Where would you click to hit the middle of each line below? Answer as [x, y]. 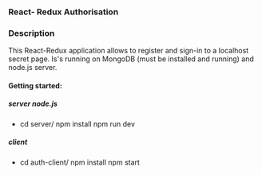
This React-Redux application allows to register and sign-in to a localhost [129, 51]
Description [32, 33]
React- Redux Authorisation [64, 12]
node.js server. [33, 68]
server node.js [33, 104]
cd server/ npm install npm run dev [77, 124]
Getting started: [35, 85]
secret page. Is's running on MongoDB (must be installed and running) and [131, 59]
